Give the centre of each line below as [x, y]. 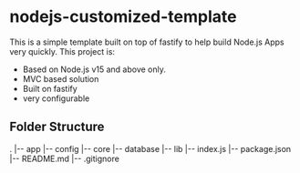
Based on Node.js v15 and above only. [94, 69]
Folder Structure [57, 127]
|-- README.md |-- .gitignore [65, 158]
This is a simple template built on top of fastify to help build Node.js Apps [147, 42]
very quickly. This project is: [62, 51]
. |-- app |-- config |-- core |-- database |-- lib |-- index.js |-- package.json [150, 148]
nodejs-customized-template [123, 17]
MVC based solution [61, 78]
